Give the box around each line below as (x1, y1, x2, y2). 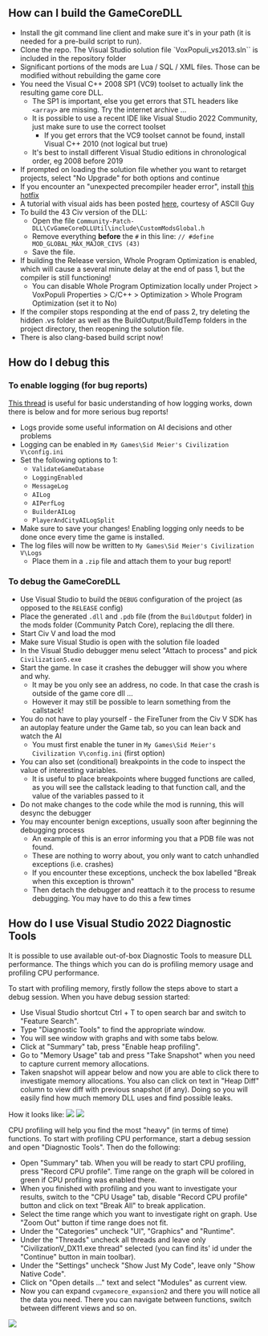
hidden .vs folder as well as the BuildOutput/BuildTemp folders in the (19, 315, 247, 325)
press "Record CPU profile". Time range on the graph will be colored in (19, 1166, 254, 1176)
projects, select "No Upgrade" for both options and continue (19, 173, 220, 183)
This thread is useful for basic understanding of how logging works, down (8, 398, 253, 408)
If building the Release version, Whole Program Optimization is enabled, (19, 255, 258, 265)
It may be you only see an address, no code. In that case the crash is (31, 680, 260, 689)
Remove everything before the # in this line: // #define (31, 231, 214, 240)
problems (19, 430, 52, 441)
